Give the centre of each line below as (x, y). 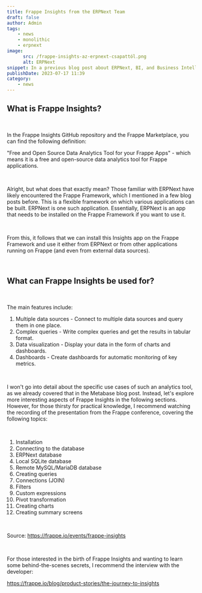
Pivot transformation (41, 499)
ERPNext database (39, 455)
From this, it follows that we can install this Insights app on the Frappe (93, 237)
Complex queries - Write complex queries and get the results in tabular (103, 332)
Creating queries (36, 474)
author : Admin (25, 23)
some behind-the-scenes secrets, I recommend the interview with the (93, 565)
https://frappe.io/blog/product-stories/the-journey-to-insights (83, 583)
